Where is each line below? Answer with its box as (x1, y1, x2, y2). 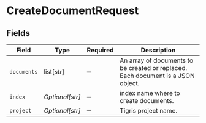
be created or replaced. (119, 64, 188, 72)
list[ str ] (44, 68, 65, 76)
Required (86, 46, 114, 54)
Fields (6, 28, 31, 38)
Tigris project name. (119, 107, 178, 114)
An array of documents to (119, 56, 193, 65)
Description (140, 46, 176, 54)
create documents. (119, 97, 174, 105)
